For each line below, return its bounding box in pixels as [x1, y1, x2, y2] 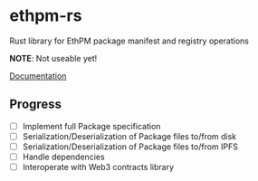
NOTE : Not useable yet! [9, 52, 98, 63]
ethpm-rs [9, 5, 82, 26]
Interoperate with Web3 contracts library [22, 162, 175, 172]
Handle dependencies [22, 151, 106, 162]
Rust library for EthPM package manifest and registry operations [9, 35, 249, 46]
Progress [9, 97, 62, 112]
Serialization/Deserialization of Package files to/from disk [22, 130, 237, 141]
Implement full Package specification [22, 120, 161, 131]
